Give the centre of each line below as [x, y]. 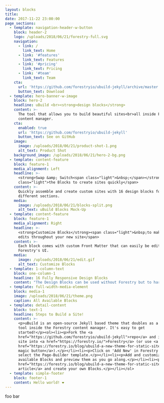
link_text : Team [39, 78]
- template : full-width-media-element [49, 287]
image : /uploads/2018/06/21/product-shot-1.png [67, 146]
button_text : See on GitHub [47, 137]
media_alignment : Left [37, 169]
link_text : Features [43, 60]
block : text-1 [28, 310]
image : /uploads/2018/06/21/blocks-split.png [65, 205]
